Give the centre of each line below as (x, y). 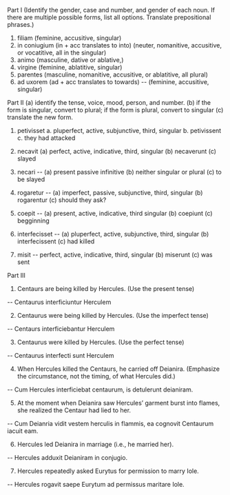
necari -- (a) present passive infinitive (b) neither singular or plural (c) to (119, 172)
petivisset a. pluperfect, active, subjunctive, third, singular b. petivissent (119, 131)
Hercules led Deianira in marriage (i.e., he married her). (95, 444)
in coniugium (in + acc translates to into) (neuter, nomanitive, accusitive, (119, 45)
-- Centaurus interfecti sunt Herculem (61, 355)
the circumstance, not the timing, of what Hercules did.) (96, 376)
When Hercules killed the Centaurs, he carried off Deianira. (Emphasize (118, 369)
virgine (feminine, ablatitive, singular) (70, 67)
